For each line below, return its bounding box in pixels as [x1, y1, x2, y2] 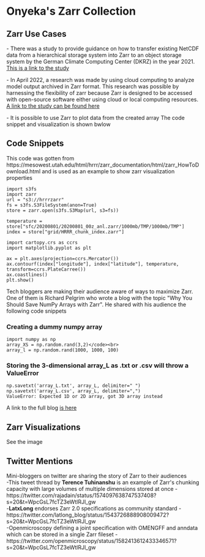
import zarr [6, 191, 37, 197]
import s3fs [6, 185, 37, 192]
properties [6, 174, 32, 181]
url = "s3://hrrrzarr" [6, 196, 64, 203]
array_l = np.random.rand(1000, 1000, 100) [6, 347, 119, 353]
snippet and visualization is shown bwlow [6, 121, 111, 128]
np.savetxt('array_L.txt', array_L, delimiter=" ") [6, 383, 141, 389]
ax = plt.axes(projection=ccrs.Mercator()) [6, 255, 119, 261]
